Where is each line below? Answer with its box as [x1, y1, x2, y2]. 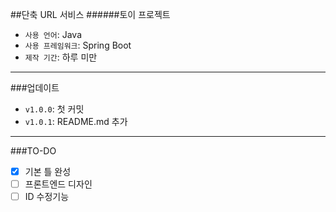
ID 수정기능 [24, 191, 70, 203]
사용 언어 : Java [24, 29, 82, 40]
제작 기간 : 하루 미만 [24, 51, 98, 63]
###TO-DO [10, 145, 57, 157]
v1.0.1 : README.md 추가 [24, 116, 128, 127]
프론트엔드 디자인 [24, 178, 93, 190]
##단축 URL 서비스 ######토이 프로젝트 [10, 9, 171, 20]
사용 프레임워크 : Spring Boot [24, 39, 132, 51]
